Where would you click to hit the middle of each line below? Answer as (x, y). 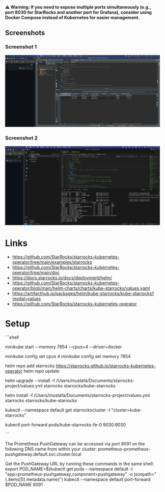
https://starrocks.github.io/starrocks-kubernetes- (106, 366)
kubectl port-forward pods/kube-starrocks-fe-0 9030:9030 (66, 425)
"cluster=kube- (127, 410)
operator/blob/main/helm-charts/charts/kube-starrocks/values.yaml (81, 288)
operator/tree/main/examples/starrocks (52, 262)
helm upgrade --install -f (30, 381)
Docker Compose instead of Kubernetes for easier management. (72, 17)
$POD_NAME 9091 (24, 484)
